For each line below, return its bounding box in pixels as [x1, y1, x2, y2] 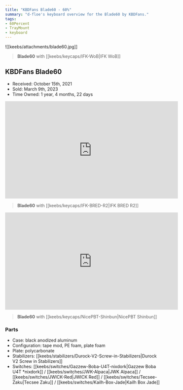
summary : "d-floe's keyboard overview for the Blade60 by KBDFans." [5, 12, 149, 17]
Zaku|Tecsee [12, 379, 39, 386]
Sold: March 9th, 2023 [12, 86, 58, 92]
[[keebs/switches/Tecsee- [103, 374, 157, 380]
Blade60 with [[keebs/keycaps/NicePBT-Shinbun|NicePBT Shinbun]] [17, 313, 157, 319]
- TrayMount [5, 26, 30, 31]
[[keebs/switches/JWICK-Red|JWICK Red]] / [12, 374, 103, 380]
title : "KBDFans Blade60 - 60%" [5, 7, 72, 12]
